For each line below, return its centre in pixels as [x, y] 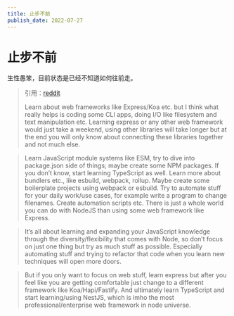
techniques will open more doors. [73, 262]
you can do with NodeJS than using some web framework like [114, 210]
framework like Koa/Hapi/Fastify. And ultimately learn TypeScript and [124, 290]
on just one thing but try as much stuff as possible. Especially [113, 246]
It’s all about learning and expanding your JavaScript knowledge [117, 232]
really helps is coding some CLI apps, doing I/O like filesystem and [121, 115]
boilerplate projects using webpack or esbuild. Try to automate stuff [123, 188]
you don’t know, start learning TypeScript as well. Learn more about [123, 173]
